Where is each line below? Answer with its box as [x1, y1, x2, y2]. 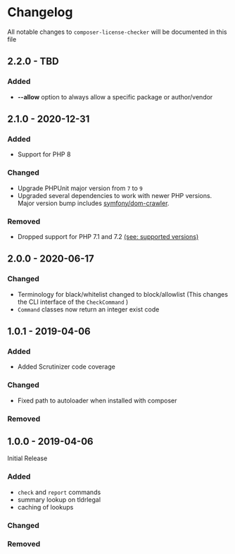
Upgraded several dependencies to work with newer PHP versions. [17, 191, 212, 199]
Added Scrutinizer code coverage [17, 362, 116, 371]
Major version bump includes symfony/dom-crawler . [17, 199, 170, 207]
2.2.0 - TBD [7, 56, 59, 68]
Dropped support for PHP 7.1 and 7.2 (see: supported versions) [17, 232, 199, 240]
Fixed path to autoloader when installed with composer [17, 396, 177, 405]
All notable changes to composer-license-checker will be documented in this [7, 27, 227, 36]
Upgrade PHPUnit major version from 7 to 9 [17, 184, 143, 192]
